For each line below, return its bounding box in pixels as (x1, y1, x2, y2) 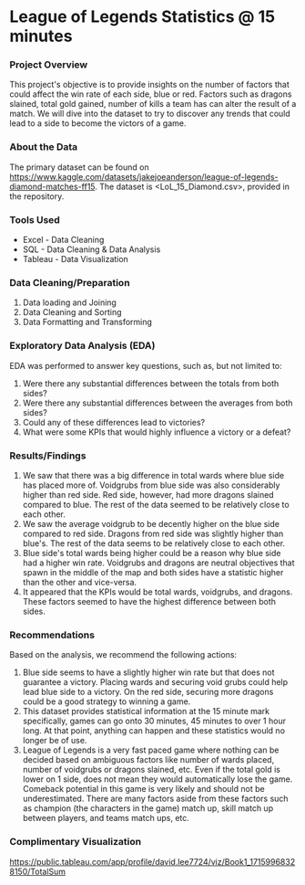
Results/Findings (9, 449, 86, 462)
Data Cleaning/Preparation (9, 277, 130, 289)
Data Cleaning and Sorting (22, 307, 122, 318)
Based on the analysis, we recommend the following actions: (9, 649, 238, 660)
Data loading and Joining (22, 297, 117, 308)
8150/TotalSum (9, 866, 66, 877)
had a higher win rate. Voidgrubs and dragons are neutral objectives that (22, 557, 295, 568)
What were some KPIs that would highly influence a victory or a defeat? (22, 427, 291, 437)
